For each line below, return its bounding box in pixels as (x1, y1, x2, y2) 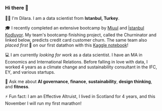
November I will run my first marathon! (5, 100, 82, 106)
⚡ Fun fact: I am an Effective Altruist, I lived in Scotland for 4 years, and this (5, 94, 156, 99)
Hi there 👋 (5, 4, 29, 11)
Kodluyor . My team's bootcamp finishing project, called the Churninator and (5, 32, 157, 38)
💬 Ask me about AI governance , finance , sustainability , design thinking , (5, 79, 152, 84)
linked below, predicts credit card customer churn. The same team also (5, 37, 147, 43)
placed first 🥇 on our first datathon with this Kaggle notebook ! (5, 42, 129, 48)
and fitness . (5, 84, 30, 90)
